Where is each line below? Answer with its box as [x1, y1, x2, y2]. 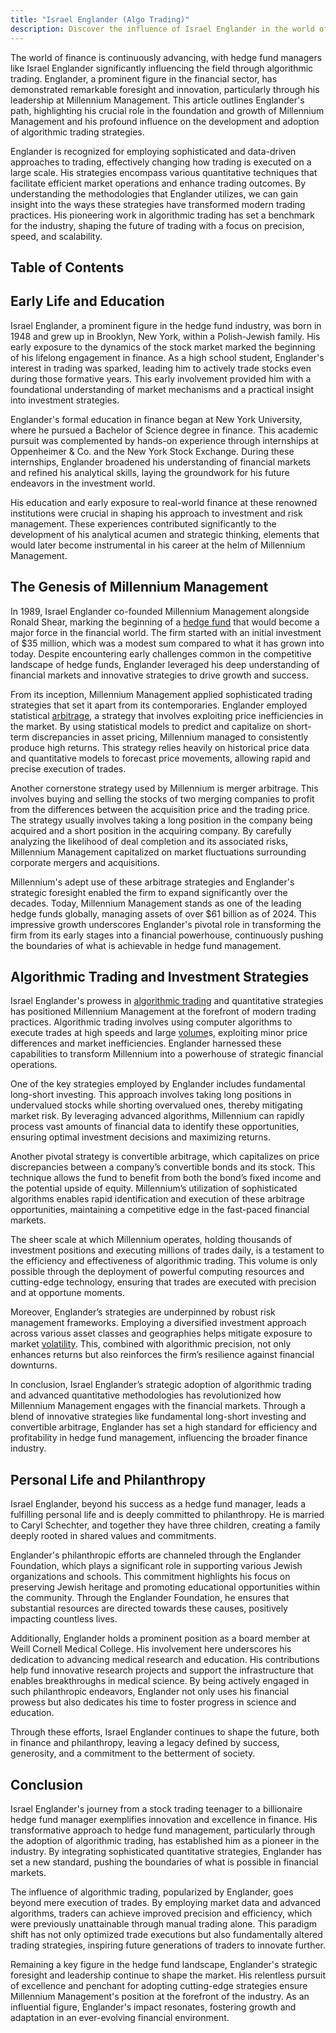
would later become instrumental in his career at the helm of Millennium [10, 539, 306, 551]
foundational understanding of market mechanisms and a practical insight [10, 383, 315, 395]
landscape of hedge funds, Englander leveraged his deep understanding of [10, 658, 320, 670]
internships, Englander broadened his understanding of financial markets [10, 456, 311, 468]
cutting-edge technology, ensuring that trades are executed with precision [10, 1276, 317, 1288]
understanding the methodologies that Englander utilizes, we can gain [10, 187, 299, 200]
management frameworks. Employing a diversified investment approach [10, 1317, 307, 1329]
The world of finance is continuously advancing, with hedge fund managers [10, 51, 323, 63]
